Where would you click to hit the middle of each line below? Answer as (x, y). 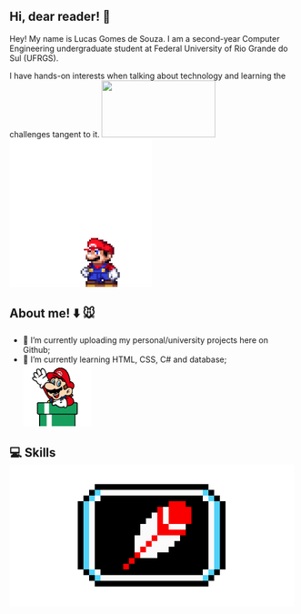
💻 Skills (33, 453)
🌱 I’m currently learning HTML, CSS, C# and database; (125, 359)
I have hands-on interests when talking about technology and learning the (148, 75)
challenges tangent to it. (55, 134)
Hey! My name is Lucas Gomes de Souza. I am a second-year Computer (145, 38)
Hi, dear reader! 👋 (60, 17)
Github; (36, 349)
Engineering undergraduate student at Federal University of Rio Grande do (149, 48)
